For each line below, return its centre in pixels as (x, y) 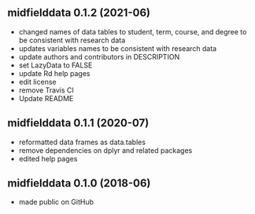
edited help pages (48, 158)
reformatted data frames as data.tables (82, 142)
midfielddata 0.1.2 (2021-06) (79, 13)
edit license (37, 82)
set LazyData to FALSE (55, 65)
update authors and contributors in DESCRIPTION (99, 56)
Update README (46, 98)
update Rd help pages (54, 73)
